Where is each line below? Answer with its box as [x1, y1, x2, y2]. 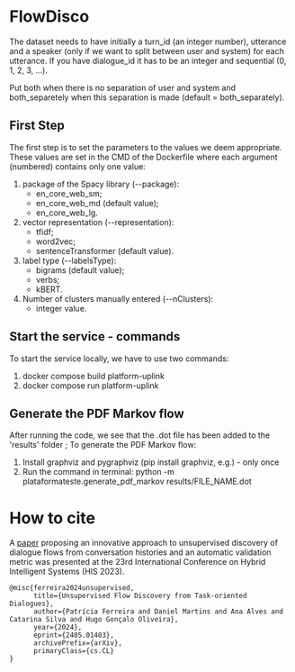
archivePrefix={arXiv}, [32, 639, 123, 648]
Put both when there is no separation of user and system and [9, 82, 237, 93]
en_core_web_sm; [35, 187, 103, 199]
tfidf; [35, 226, 54, 237]
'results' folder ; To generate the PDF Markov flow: [9, 440, 197, 450]
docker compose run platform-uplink [22, 380, 159, 391]
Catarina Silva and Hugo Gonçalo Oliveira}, [9, 615, 179, 624]
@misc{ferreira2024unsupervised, [9, 584, 135, 593]
